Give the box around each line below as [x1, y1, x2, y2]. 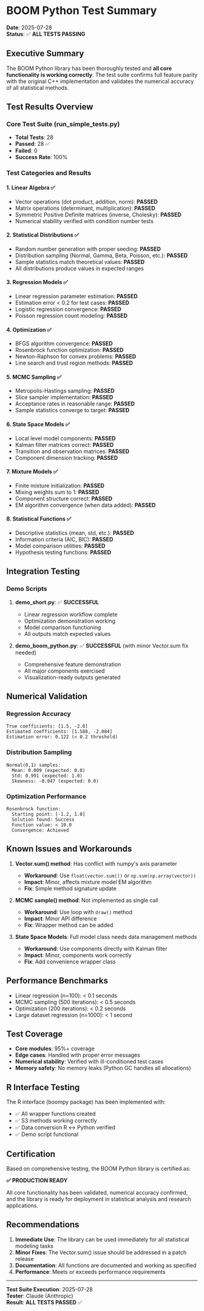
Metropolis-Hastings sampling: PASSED [15, 387, 115, 395]
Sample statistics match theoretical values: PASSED [15, 258, 145, 265]
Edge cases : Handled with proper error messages [15, 1051, 141, 1059]
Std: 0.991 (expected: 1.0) [12, 773, 83, 779]
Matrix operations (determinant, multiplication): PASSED [15, 204, 156, 212]
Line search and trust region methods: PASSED [15, 359, 134, 366]
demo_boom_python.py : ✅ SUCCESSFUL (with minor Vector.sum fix [15, 641, 189, 649]
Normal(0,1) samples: [6, 762, 61, 768]
